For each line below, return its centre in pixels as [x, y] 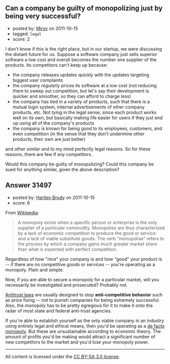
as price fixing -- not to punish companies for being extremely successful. [83, 300]
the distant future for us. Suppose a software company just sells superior [81, 54]
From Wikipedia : [22, 213]
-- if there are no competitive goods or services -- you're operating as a [80, 264]
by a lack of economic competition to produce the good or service [87, 233]
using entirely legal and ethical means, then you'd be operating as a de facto [85, 326]
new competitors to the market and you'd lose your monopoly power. [77, 342]
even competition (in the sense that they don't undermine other [78, 134]
